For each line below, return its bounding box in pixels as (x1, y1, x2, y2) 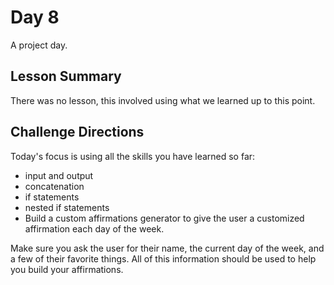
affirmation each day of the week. (24, 222, 165, 235)
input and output (24, 169, 94, 181)
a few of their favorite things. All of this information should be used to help (10, 252, 317, 265)
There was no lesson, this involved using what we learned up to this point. (10, 94, 316, 106)
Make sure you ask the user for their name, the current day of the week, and (10, 242, 325, 254)
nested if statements (24, 201, 110, 213)
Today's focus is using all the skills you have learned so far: (10, 150, 256, 162)
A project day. (10, 39, 68, 51)
